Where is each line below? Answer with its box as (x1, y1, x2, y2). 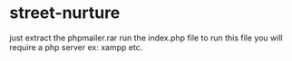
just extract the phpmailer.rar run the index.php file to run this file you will (9, 32, 283, 43)
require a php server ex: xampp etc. (9, 41, 143, 52)
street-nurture (9, 3, 121, 23)
